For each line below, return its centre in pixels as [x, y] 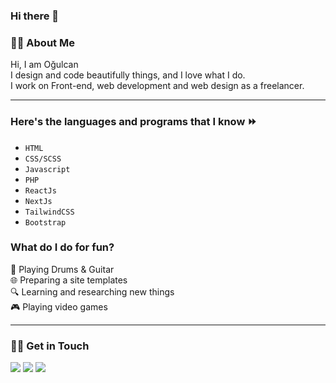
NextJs [38, 201]
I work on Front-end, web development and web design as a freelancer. [157, 86]
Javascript [47, 169]
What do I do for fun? [62, 247]
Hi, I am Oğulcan [44, 65]
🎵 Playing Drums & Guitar [62, 269]
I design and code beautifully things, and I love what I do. [128, 75]
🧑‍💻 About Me [42, 42]
